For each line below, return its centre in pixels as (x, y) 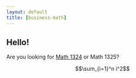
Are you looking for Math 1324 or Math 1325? (63, 57)
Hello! (18, 42)
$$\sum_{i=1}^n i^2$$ (102, 69)
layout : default (27, 12)
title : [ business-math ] (37, 18)
